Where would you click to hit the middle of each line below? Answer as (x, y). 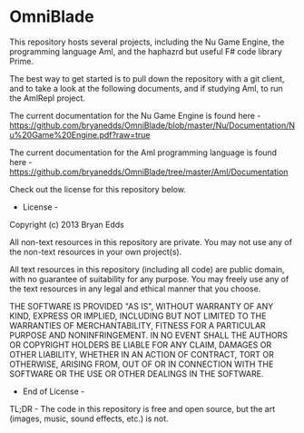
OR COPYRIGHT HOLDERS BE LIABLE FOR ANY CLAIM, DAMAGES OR (141, 344)
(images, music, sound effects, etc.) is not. (89, 418)
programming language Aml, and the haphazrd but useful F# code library (146, 51)
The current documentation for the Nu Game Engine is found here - (135, 115)
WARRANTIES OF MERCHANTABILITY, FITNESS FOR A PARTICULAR (137, 325)
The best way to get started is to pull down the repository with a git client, (147, 78)
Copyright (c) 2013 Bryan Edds (67, 224)
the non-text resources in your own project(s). (96, 251)
